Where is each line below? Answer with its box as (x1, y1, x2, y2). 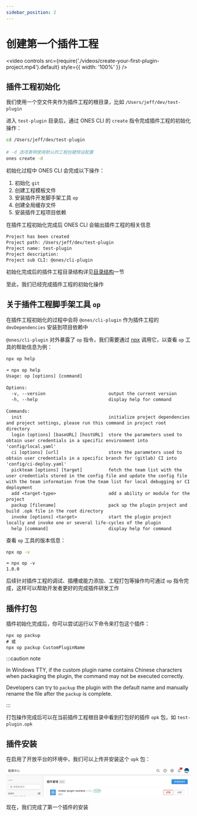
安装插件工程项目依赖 (14, 208, 66, 215)
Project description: (6, 251, 59, 257)
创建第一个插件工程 (6, 37, 99, 50)
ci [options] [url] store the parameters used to (11, 449, 182, 455)
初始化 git (14, 179, 40, 186)
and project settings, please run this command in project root (6, 420, 167, 426)
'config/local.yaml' (6, 443, 57, 449)
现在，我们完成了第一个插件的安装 (6, 804, 89, 811)
